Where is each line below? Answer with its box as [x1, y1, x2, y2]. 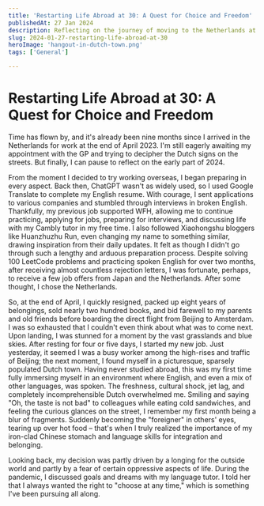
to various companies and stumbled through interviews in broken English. [8, 198, 247, 207]
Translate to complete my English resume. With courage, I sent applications [8, 189, 255, 198]
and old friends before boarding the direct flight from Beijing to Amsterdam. [8, 314, 255, 323]
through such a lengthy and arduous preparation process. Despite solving [8, 248, 248, 258]
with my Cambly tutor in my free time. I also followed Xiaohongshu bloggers [8, 223, 255, 232]
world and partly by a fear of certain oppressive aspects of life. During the [8, 463, 250, 473]
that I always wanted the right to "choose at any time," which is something [8, 480, 250, 490]
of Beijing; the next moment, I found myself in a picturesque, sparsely [8, 356, 235, 365]
